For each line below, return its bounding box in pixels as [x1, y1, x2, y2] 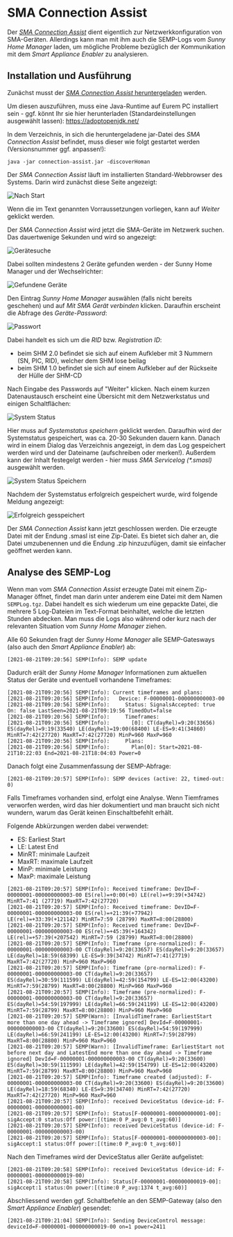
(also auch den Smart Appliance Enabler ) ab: [7, 642, 136, 651]
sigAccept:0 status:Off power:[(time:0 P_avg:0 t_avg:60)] [7, 1116, 182, 1123]
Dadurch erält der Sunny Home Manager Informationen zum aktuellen [7, 668, 207, 676]
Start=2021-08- [159, 744, 203, 751]
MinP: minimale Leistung [17, 864, 88, 873]
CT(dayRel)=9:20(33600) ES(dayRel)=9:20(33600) [84, 1080, 225, 1086]
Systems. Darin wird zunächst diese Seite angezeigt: [7, 178, 157, 186]
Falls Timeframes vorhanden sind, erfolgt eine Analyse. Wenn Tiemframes [7, 793, 219, 802]
